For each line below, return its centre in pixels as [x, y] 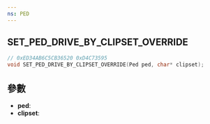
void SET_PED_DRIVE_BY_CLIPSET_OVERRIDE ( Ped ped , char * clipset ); [106, 65]
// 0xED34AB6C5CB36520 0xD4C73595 [58, 58]
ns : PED [18, 14]
